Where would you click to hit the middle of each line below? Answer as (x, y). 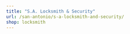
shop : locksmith (26, 22)
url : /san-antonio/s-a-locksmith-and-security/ (65, 17)
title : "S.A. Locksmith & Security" (51, 11)
